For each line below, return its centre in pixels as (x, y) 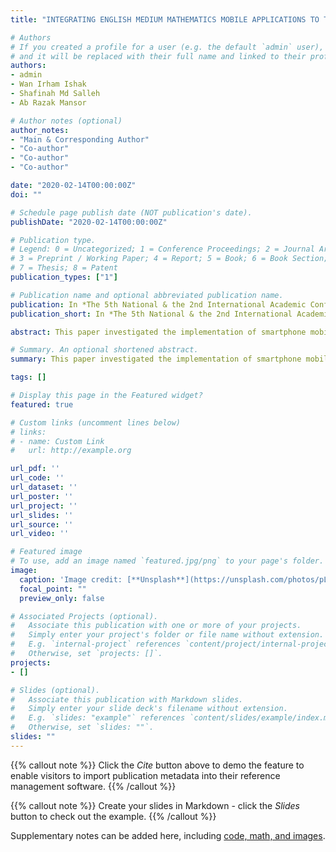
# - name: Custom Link (57, 441)
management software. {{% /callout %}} (93, 786)
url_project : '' (44, 506)
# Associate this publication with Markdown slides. (127, 699)
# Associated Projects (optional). (84, 616)
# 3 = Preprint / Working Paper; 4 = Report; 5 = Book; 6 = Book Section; (169, 259)
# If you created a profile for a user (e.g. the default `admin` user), (167, 47)
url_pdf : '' (35, 469)
